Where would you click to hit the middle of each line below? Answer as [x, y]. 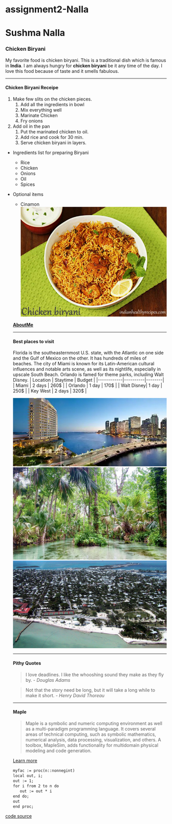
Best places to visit [34, 341]
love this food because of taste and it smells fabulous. [62, 71]
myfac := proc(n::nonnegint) [44, 771]
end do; [21, 796]
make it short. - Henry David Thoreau [65, 695]
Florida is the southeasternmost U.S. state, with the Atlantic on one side [88, 353]
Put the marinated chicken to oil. [54, 131]
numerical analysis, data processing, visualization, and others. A [93, 739]
